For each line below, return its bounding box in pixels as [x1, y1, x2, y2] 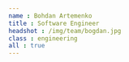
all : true [8, 42, 45, 50]
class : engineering [8, 34, 79, 43]
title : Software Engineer [8, 19, 100, 27]
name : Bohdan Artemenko [8, 11, 92, 20]
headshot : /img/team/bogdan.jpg [8, 27, 122, 35]
